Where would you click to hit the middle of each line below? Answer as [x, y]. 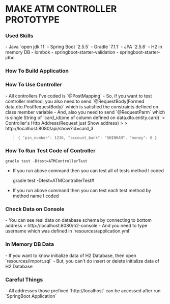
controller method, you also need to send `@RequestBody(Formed [75, 101]
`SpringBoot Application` [31, 296]
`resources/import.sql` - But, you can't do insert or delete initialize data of [82, 261]
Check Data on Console [35, 209]
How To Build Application [37, 71]
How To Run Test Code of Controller [50, 150]
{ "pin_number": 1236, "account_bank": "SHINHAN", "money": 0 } [87, 138]
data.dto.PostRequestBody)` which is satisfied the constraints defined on [82, 107]
